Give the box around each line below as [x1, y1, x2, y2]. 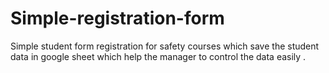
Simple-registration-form [10, 7, 225, 30]
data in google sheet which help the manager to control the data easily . [10, 50, 307, 62]
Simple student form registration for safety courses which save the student [10, 40, 320, 52]
